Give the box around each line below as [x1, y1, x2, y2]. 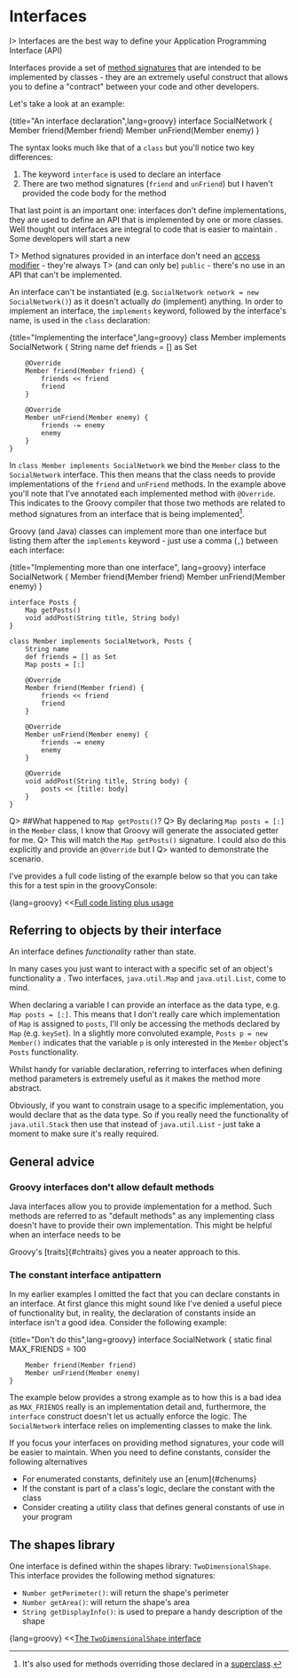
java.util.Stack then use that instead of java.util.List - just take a [9, 1119, 262, 1130]
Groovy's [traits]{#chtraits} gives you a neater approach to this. [9, 1246, 241, 1258]
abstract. [9, 1083, 43, 1093]
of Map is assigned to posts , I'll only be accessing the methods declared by [9, 1019, 281, 1030]
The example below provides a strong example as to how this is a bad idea [9, 1392, 282, 1403]
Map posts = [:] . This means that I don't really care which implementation [9, 1009, 281, 1020]
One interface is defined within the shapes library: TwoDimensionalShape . [9, 1561, 272, 1571]
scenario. [9, 853, 43, 863]
